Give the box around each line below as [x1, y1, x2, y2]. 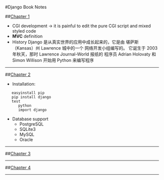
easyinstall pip [11, 90, 45, 95]
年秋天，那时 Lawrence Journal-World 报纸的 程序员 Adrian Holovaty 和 [12, 51, 156, 57]
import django [18, 108, 47, 112]
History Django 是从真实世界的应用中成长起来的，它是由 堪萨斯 [12, 39, 139, 45]
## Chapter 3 [5, 151, 31, 156]
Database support [12, 116, 49, 122]
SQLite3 [19, 126, 36, 132]
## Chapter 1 [5, 14, 30, 19]
